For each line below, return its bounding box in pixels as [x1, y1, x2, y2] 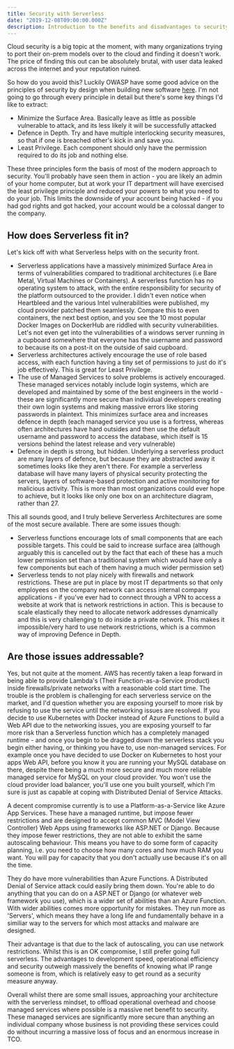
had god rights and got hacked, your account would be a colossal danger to [7, 202, 225, 210]
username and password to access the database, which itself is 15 [17, 433, 208, 441]
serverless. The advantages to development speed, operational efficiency [7, 955, 219, 963]
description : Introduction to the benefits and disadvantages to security [7, 23, 229, 30]
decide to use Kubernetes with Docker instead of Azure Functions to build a [7, 714, 224, 722]
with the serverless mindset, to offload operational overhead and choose [7, 998, 216, 1006]
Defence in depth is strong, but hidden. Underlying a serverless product [17, 447, 224, 456]
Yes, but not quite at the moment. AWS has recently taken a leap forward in [7, 669, 223, 677]
